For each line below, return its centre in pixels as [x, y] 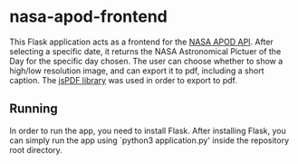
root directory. [36, 150]
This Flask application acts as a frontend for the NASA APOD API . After [141, 42]
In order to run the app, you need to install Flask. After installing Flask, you [148, 130]
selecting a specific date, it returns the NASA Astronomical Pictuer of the [145, 51]
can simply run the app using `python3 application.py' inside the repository [149, 140]
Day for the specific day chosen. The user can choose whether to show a [146, 61]
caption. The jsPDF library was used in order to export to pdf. [123, 80]
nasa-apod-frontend [88, 17]
